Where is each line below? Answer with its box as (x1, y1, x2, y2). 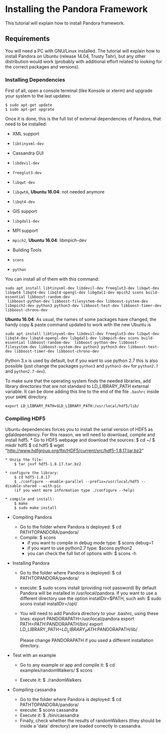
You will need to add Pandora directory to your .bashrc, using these (19, 610, 159, 616)
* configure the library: (5, 470, 59, 475)
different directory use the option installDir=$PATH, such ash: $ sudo (19, 595, 162, 601)
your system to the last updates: (5, 93, 71, 99)
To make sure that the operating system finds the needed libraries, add (5, 378, 151, 384)
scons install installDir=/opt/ (19, 601, 78, 607)
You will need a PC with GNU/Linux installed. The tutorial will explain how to (5, 47, 161, 53)
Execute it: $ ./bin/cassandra (19, 712, 79, 718)
